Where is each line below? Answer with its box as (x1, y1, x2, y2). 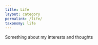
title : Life (5, 7, 29, 12)
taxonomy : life (5, 21, 36, 26)
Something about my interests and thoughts (5, 34, 93, 40)
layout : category (5, 12, 40, 17)
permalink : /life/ (5, 16, 42, 21)
